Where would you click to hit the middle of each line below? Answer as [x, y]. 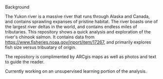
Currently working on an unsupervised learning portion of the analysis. [76, 71]
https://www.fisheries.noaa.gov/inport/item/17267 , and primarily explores [78, 42]
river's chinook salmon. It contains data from [50, 37]
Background [17, 7]
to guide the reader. [25, 62]
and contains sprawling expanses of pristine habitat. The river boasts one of [81, 22]
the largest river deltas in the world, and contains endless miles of [71, 27]
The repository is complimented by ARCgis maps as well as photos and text [81, 57]
